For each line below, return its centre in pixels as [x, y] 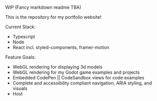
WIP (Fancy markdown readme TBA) [43, 7]
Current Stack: [21, 27]
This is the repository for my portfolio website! [53, 17]
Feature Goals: [21, 57]
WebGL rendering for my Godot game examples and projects [76, 72]
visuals [20, 88]
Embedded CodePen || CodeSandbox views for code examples [78, 78]
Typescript [24, 37]
